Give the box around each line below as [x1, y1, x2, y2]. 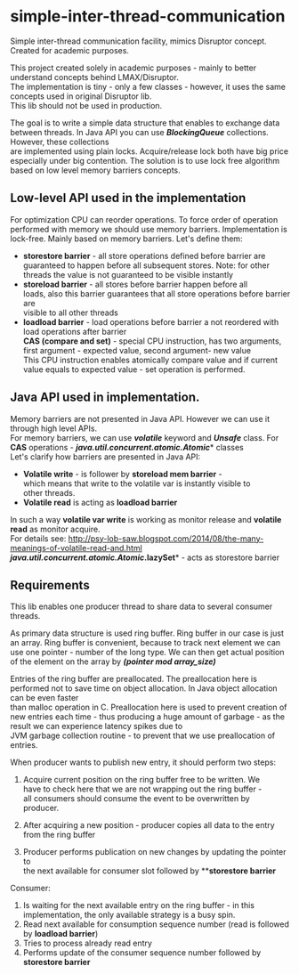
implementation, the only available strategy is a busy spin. [22, 910, 236, 921]
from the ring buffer [22, 830, 96, 840]
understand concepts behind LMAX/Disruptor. [10, 71, 179, 82]
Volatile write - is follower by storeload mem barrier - [22, 468, 222, 479]
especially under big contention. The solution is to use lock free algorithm [10, 155, 280, 166]
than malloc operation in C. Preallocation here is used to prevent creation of [10, 702, 287, 713]
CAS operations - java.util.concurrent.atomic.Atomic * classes [10, 442, 244, 452]
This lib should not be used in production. [10, 100, 163, 110]
